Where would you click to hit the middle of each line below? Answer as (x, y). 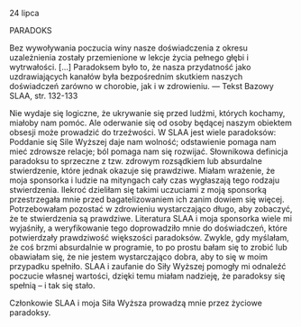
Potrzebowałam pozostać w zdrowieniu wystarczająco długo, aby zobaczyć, (151, 209)
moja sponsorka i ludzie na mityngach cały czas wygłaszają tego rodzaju (145, 180)
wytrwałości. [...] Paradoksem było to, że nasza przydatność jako (130, 67)
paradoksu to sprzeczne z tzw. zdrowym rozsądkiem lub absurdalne (136, 161)
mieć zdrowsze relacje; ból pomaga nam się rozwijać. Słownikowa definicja (149, 151)
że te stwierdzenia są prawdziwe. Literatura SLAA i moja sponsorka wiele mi (151, 218)
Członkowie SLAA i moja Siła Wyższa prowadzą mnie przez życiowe (136, 303)
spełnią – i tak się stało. (52, 286)
